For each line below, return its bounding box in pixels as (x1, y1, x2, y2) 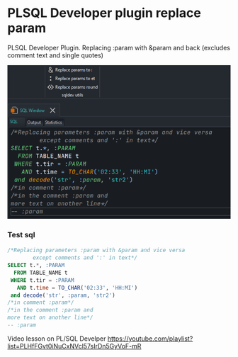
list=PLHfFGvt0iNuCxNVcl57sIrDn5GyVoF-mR (7, 341, 142, 350)
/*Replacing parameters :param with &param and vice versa (7, 246, 186, 254)
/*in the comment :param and (7, 307, 93, 314)
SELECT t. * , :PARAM (7, 262, 65, 269)
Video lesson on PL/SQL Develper (7, 334, 106, 343)
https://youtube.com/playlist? (107, 334, 193, 343)
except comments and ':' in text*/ (33, 254, 138, 261)
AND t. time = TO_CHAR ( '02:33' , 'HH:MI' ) (16, 284, 138, 291)
